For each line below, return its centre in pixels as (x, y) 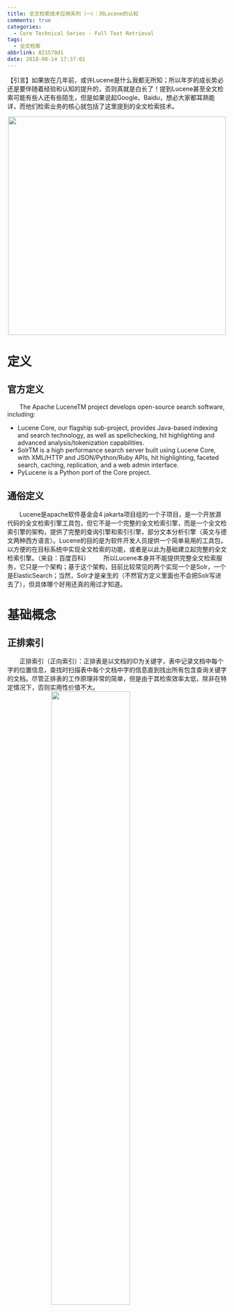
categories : (24, 27)
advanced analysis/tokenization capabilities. (81, 442)
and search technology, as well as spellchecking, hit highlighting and (116, 435)
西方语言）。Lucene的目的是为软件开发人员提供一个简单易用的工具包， (126, 540)
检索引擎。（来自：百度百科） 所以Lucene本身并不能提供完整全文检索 (112, 558)
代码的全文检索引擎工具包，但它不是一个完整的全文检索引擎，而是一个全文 (114, 523)
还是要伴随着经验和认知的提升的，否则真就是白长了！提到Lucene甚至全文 (112, 89)
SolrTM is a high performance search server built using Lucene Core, (116, 450)
